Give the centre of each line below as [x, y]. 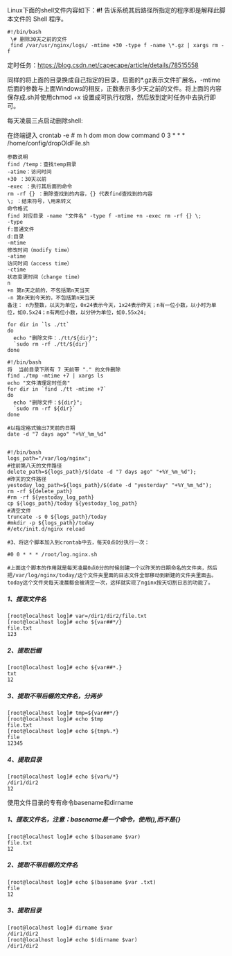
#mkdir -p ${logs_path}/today [51, 523]
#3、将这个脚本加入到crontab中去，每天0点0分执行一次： [79, 542]
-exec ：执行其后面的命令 [40, 186]
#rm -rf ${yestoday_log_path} [51, 497]
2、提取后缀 [24, 650]
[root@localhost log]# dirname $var [60, 928]
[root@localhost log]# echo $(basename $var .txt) [82, 882]
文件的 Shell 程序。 [40, 19]
